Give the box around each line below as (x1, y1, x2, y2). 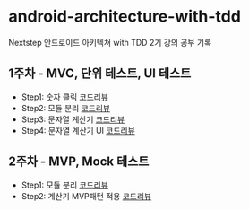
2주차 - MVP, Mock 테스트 (8, 154, 150, 170)
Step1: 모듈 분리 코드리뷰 (21, 179, 109, 190)
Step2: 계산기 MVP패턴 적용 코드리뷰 (21, 190, 152, 201)
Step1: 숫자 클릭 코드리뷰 (21, 92, 109, 102)
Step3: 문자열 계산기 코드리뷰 (21, 114, 125, 125)
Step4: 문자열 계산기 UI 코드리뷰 (21, 125, 135, 136)
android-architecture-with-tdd (8, 6, 241, 27)
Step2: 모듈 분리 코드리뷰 (21, 102, 111, 113)
